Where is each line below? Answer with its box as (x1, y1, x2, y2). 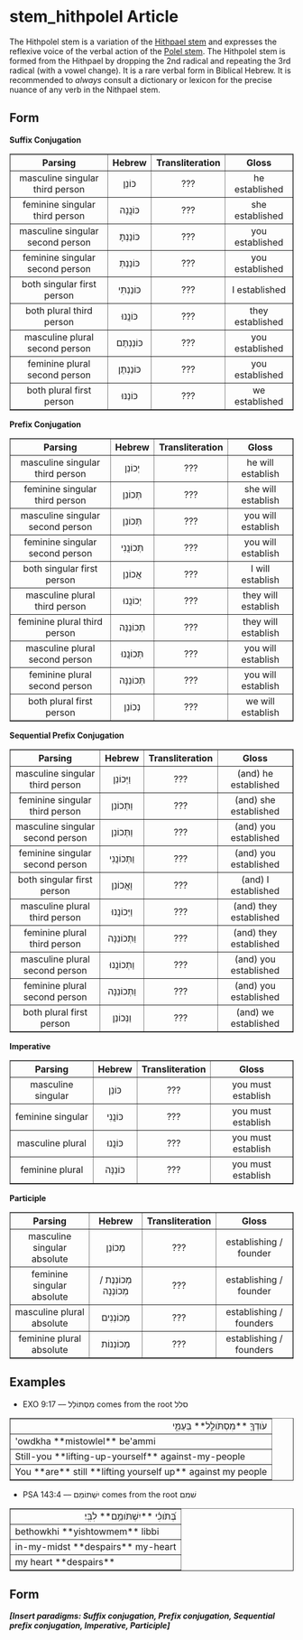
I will (251, 562, 271, 574)
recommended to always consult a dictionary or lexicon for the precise (9, 74, 272, 85)
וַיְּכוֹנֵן (112, 772, 132, 785)
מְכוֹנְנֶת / (98, 1273, 133, 1286)
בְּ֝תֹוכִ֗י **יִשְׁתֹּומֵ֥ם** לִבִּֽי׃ (84, 1510, 177, 1523)
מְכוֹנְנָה (102, 1284, 129, 1297)
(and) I (241, 873, 270, 886)
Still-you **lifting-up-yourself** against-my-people (14, 1449, 246, 1462)
